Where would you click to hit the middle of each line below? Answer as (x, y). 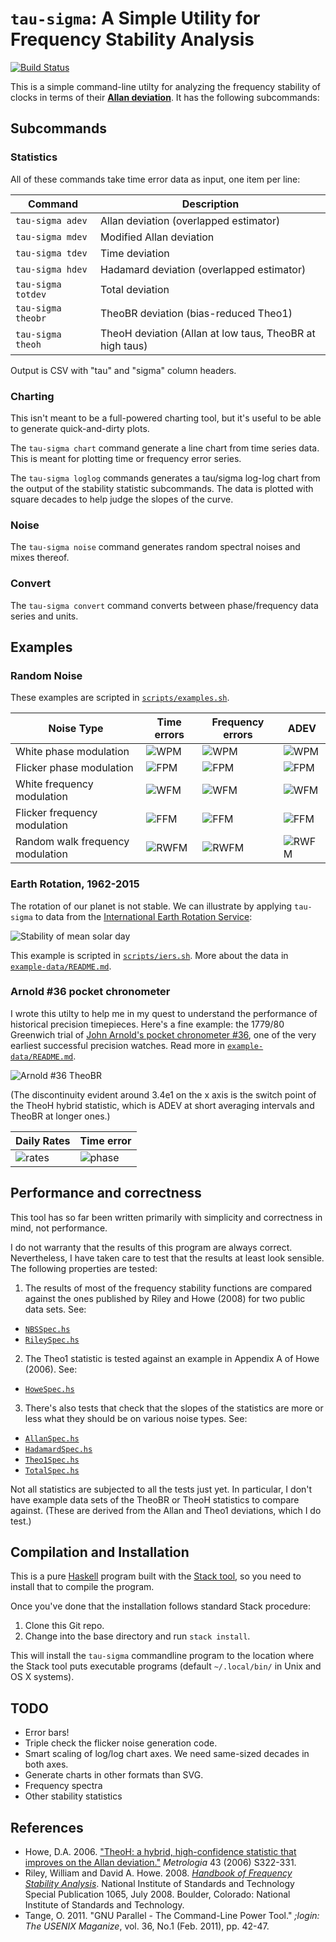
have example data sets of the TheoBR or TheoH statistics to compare (155, 1499)
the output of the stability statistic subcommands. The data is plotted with (162, 488)
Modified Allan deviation (157, 237)
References (47, 1827)
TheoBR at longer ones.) (60, 1116)
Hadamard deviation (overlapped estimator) (203, 269)
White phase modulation (72, 752)
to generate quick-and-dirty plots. (80, 428)
